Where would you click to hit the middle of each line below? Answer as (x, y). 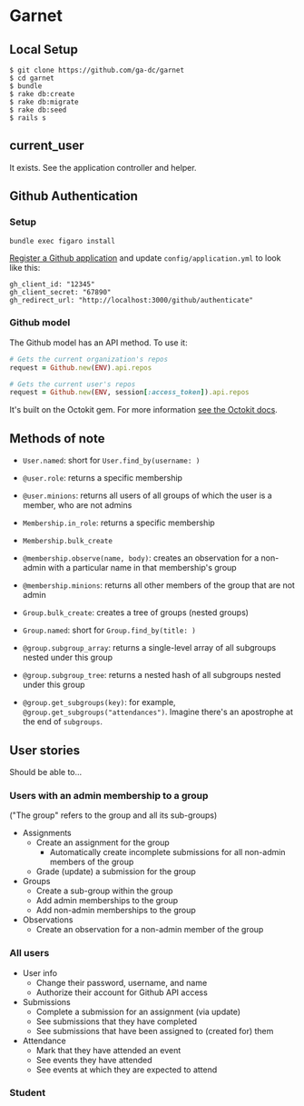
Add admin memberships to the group (107, 901)
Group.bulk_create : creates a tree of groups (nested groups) (136, 613)
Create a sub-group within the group (104, 891)
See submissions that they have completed (117, 1021)
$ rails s (28, 118)
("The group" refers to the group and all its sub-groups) (113, 815)
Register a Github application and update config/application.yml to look (145, 258)
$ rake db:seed (38, 110)
